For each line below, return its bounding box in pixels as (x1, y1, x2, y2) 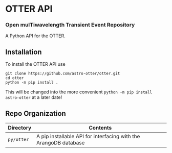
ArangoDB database (36, 139, 85, 146)
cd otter (5, 75, 24, 81)
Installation (5, 47, 42, 56)
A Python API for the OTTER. (5, 33, 66, 39)
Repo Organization (5, 109, 67, 118)
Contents (89, 124, 112, 132)
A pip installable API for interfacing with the (36, 133, 140, 140)
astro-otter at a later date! (5, 94, 62, 100)
